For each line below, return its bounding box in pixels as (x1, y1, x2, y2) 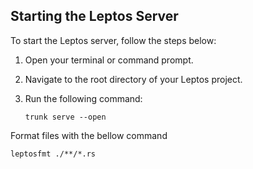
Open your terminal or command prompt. (24, 54, 194, 66)
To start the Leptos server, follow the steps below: (10, 34, 217, 46)
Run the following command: (24, 92, 143, 104)
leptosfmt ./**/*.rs (10, 149, 97, 159)
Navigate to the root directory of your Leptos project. (24, 73, 243, 85)
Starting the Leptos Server (10, 8, 179, 25)
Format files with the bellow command (10, 129, 168, 141)
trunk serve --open (24, 112, 107, 122)
